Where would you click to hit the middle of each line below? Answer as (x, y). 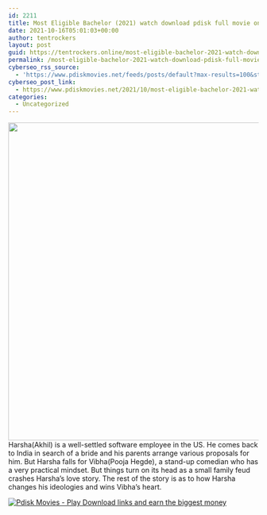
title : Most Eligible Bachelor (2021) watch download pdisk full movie (129, 23)
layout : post (30, 45)
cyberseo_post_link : (43, 82)
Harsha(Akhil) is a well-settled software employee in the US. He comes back (133, 445)
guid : (17, 52)
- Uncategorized (42, 104)
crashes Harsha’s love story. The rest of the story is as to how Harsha (122, 478)
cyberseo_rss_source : (44, 68)
